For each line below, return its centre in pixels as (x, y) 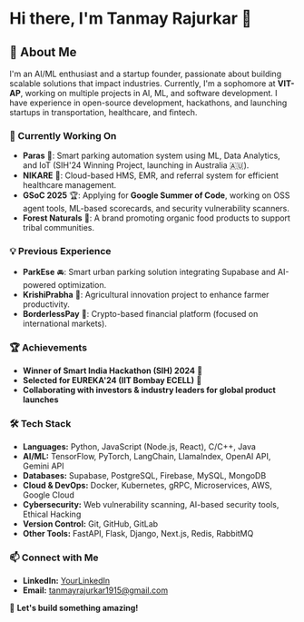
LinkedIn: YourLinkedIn (66, 581)
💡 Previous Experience (60, 252)
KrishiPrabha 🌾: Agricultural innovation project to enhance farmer (146, 294)
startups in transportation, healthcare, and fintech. (103, 112)
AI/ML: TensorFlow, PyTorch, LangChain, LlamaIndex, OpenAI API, (147, 457)
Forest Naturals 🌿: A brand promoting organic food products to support (156, 218)
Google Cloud (48, 495)
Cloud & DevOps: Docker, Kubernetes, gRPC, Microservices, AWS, (147, 486)
